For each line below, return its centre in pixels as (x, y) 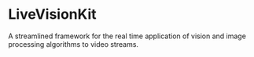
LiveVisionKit (52, 14)
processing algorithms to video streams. (74, 44)
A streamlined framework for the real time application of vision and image (127, 36)
